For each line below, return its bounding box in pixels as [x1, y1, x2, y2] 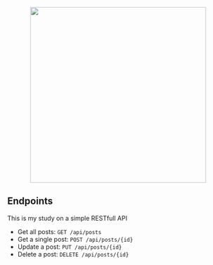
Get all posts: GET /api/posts [17, 227, 102, 235]
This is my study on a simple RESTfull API [7, 214, 128, 222]
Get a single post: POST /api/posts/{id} [17, 235, 134, 243]
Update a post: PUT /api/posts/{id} [17, 243, 122, 251]
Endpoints [7, 195, 53, 207]
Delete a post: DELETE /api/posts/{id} [17, 250, 129, 258]
